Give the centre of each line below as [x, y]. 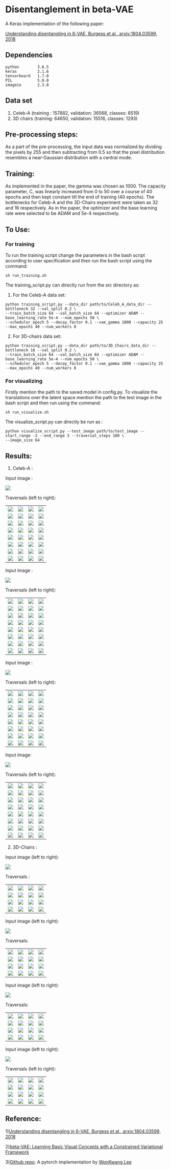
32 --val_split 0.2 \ [53, 309]
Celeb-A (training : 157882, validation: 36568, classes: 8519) [76, 113]
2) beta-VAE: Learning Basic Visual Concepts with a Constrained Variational [84, 1146]
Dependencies [29, 55]
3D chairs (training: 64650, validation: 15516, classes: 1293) [75, 118]
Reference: [23, 1119]
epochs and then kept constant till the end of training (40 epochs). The [80, 197]
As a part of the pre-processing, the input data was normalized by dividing [84, 147]
